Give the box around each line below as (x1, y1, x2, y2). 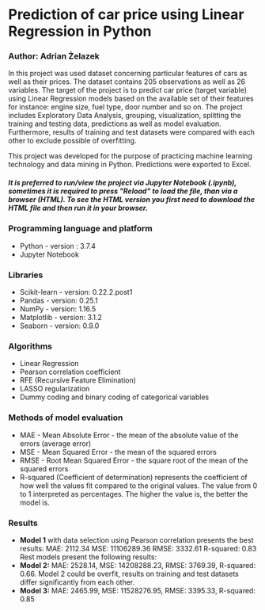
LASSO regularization (19, 384, 90, 394)
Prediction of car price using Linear (8, 6, 244, 24)
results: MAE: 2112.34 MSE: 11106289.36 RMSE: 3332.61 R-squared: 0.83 (19, 544, 257, 554)
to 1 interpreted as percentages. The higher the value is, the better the (19, 489, 248, 498)
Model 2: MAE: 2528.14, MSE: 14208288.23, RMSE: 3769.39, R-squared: (19, 561, 256, 570)
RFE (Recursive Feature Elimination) (19, 376, 137, 385)
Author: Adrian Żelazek (8, 51, 100, 62)
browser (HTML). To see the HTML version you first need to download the (8, 195, 256, 204)
